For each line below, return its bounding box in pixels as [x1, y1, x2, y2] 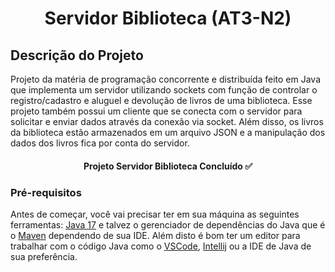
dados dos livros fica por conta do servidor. [10, 137, 190, 149]
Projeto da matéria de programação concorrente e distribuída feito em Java [10, 73, 322, 85]
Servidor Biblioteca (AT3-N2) [44, 7, 292, 30]
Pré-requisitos [10, 185, 82, 199]
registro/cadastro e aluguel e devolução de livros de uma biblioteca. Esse [10, 95, 313, 106]
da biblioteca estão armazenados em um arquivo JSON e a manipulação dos [10, 127, 326, 138]
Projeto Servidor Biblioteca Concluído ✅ [83, 160, 253, 172]
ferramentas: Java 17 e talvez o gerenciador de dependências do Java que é [10, 218, 326, 231]
